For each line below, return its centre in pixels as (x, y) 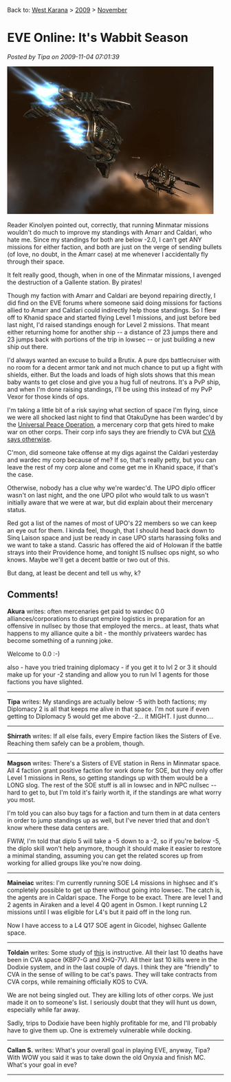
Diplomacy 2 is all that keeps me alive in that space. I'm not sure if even (108, 709)
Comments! (33, 595)
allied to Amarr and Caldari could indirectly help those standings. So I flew (112, 310)
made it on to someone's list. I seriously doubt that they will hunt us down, (112, 1002)
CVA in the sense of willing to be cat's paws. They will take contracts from (112, 974)
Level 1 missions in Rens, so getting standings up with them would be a (108, 778)
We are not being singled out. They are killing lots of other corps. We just (110, 995)
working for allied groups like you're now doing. (75, 862)
